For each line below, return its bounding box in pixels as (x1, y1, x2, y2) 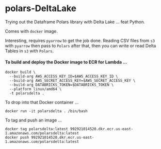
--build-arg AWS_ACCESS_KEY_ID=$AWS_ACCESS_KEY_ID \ (9, 74, 118, 79)
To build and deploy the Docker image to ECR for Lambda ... (5, 59, 128, 65)
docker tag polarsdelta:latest (5, 127, 68, 132)
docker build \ (5, 70, 36, 75)
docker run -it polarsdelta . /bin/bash (5, 109, 88, 114)
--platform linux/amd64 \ (9, 87, 62, 92)
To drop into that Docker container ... (5, 100, 79, 105)
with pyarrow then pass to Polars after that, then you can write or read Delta (5, 43, 156, 48)
